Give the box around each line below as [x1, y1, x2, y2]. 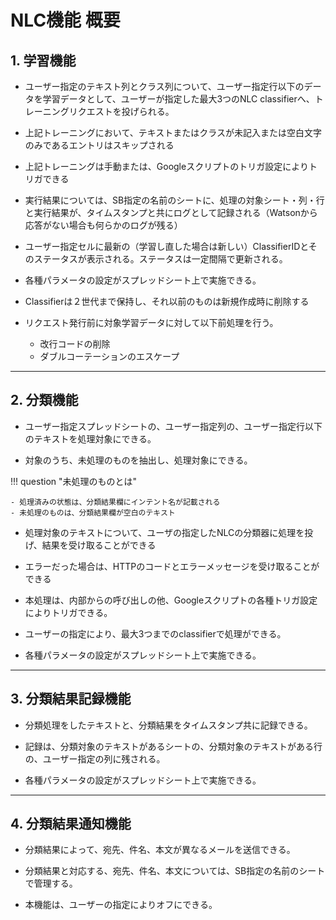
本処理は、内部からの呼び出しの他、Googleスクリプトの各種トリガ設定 [24, 594, 318, 606]
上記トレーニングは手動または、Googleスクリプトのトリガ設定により [24, 161, 309, 172]
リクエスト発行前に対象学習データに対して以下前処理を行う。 [24, 317, 279, 328]
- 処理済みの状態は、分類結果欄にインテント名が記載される [10, 497, 221, 507]
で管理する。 [24, 877, 78, 890]
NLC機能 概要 [10, 9, 121, 32]
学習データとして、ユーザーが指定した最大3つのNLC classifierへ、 [42, 93, 315, 105]
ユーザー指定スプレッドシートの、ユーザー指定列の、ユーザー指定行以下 [24, 420, 323, 432]
